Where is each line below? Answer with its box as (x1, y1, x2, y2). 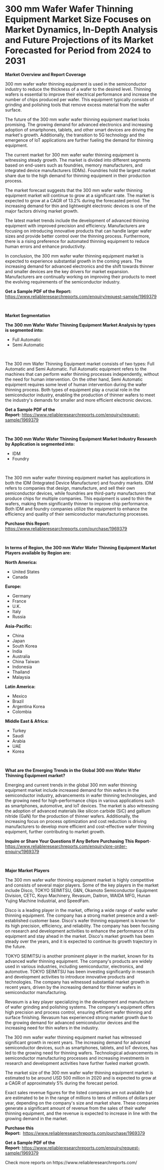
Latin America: (5, 683, 36, 690)
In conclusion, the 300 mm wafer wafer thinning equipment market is (5, 253, 144, 259)
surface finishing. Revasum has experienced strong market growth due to (5, 1014, 153, 1020)
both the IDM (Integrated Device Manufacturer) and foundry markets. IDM (5, 480, 154, 486)
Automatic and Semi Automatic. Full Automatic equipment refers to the (5, 366, 147, 372)
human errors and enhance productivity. (5, 243, 86, 249)
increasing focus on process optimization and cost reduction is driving (5, 818, 147, 824)
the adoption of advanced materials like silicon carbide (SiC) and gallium (5, 808, 151, 814)
